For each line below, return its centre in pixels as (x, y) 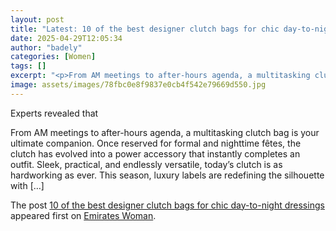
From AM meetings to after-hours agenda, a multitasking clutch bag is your (165, 132)
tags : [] (28, 66)
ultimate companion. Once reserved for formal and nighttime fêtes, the (156, 143)
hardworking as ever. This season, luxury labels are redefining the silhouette (167, 175)
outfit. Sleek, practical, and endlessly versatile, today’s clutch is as (146, 164)
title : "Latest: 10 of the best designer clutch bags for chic (145, 29)
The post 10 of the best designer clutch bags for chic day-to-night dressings (167, 205)
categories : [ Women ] (53, 57)
